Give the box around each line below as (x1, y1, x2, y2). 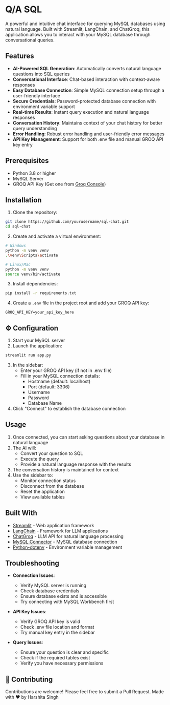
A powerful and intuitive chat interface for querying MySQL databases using (5, 20, 165, 27)
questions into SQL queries (12, 71, 70, 77)
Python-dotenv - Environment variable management (12, 544, 123, 550)
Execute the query (20, 455, 59, 462)
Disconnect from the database (20, 483, 84, 489)
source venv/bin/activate (5, 272, 60, 277)
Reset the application (20, 488, 65, 494)
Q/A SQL (5, 4, 42, 15)
